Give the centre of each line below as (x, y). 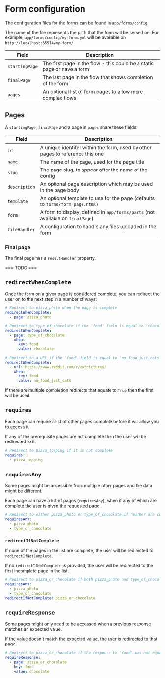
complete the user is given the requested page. (53, 506)
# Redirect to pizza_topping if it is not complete (59, 450)
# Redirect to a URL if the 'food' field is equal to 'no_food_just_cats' (83, 358)
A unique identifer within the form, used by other (96, 147)
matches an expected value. (34, 629)
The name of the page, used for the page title (92, 162)
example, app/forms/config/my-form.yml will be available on (66, 37)
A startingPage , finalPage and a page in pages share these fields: (71, 127)
